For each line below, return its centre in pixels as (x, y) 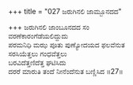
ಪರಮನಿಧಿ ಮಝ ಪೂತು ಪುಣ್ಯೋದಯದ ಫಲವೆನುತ (66, 45)
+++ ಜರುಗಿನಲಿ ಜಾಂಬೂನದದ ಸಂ (49, 27)
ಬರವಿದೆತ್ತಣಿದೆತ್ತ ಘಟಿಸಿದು (37, 63)
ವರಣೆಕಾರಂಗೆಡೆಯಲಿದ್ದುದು (38, 36)
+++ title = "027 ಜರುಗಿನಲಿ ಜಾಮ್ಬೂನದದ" (65, 11)
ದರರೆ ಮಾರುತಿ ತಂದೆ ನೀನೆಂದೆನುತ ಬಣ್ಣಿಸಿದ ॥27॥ (66, 71)
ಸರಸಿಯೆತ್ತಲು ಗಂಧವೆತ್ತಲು (38, 54)
